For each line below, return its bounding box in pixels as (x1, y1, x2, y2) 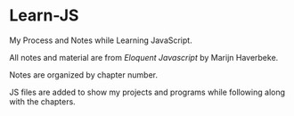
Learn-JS (9, 5, 79, 26)
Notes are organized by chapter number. (9, 69, 159, 80)
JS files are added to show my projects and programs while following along (9, 87, 286, 97)
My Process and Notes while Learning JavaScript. (9, 35, 193, 46)
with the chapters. (9, 95, 76, 107)
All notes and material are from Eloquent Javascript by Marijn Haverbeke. (9, 52, 279, 62)
